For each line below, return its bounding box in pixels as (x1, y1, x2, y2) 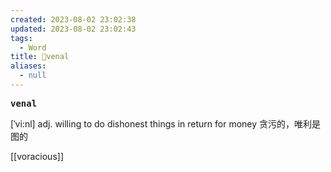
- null (19, 71, 47, 81)
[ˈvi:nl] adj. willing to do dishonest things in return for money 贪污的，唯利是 (10, 117, 322, 130)
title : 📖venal (10, 52, 70, 62)
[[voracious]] (10, 150, 64, 162)
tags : (10, 33, 33, 43)
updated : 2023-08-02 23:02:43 (10, 24, 137, 34)
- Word (19, 42, 47, 53)
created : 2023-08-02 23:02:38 (10, 14, 137, 25)
